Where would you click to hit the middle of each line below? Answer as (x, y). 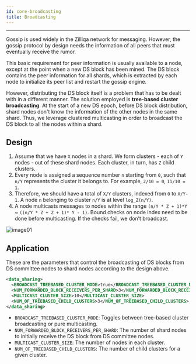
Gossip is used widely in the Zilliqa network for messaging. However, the (93, 39)
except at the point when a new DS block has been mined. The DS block (93, 69)
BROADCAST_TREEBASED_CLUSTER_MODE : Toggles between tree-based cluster (101, 318)
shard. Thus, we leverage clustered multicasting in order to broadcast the (94, 118)
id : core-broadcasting (34, 11)
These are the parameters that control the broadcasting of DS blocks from (95, 262)
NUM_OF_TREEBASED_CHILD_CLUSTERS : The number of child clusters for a (97, 349)
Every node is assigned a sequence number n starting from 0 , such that (100, 175)
